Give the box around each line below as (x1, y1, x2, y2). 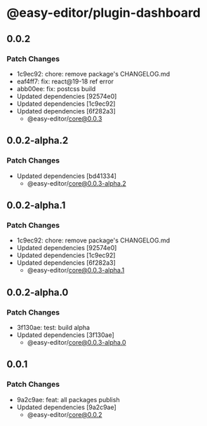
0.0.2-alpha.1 (6, 199, 66, 211)
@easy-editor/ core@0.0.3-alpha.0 (27, 338, 127, 346)
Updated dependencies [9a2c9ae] (16, 403, 116, 411)
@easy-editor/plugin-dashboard (6, 5, 201, 21)
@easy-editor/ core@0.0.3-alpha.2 (27, 179, 127, 187)
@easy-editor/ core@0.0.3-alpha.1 (27, 266, 125, 275)
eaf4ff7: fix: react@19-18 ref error (16, 77, 114, 85)
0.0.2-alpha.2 (6, 135, 69, 146)
